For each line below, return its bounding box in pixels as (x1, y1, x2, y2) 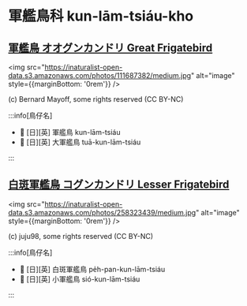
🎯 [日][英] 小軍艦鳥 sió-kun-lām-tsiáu (19, 274, 140, 284)
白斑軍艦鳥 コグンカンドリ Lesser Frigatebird (8, 178, 230, 192)
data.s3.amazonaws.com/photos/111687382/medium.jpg (8, 71, 192, 80)
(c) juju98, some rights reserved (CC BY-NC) (8, 231, 154, 241)
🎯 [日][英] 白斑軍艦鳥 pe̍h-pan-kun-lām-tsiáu (19, 264, 166, 274)
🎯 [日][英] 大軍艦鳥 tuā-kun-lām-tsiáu (19, 137, 141, 147)
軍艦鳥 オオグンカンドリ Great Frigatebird (8, 41, 213, 54)
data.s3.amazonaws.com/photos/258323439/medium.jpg (8, 207, 196, 217)
